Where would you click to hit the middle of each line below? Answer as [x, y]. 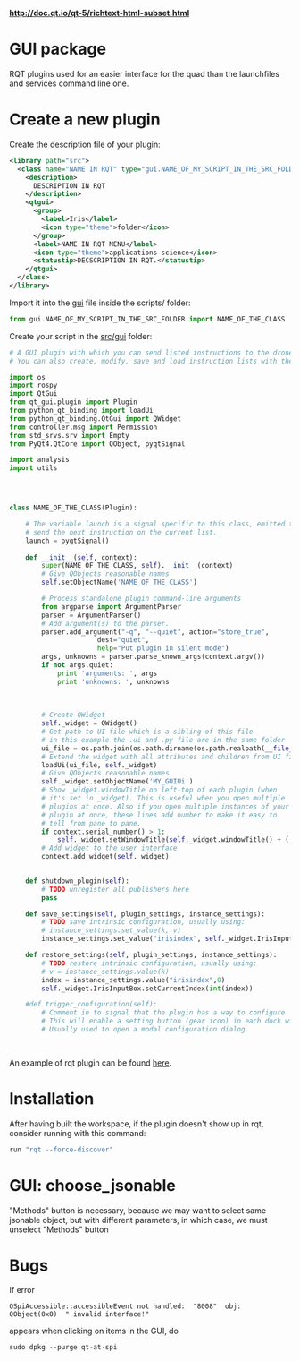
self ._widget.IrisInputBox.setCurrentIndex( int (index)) [147, 989]
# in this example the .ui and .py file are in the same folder [163, 740]
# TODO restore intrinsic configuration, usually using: [149, 963]
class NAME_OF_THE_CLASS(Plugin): [74, 508]
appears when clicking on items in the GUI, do [94, 1331]
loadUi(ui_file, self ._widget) [100, 765]
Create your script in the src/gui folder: [81, 336]
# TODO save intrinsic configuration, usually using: [143, 922]
